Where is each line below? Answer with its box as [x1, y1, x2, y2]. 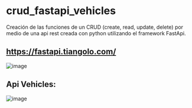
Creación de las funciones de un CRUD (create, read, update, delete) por [6, 23, 184, 31]
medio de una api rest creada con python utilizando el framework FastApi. [6, 29, 186, 36]
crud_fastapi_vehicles [6, 4, 116, 18]
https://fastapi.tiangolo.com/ [6, 47, 116, 57]
